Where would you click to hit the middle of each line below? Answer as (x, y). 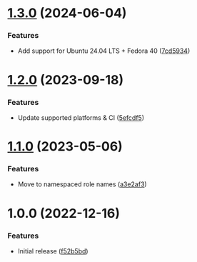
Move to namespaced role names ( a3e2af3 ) (82, 184)
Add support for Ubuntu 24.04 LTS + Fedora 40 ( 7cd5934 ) (104, 51)
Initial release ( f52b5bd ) (53, 251)
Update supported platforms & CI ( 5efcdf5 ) (81, 117)
